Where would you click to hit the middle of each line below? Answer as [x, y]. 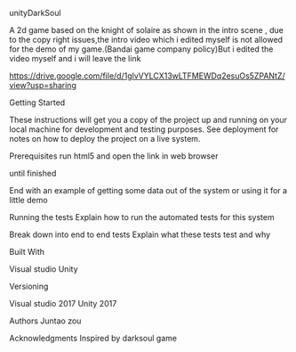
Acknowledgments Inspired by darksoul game [93, 338]
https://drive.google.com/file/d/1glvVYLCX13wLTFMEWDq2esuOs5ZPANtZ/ [148, 76]
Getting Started [37, 102]
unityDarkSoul [35, 13]
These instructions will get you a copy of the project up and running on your [148, 120]
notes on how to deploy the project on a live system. [105, 139]
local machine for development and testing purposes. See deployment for [144, 129]
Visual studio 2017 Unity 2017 [63, 303]
